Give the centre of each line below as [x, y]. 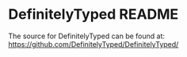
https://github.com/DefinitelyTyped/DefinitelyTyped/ [93, 44]
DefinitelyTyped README [93, 14]
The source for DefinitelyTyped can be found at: [86, 36]
